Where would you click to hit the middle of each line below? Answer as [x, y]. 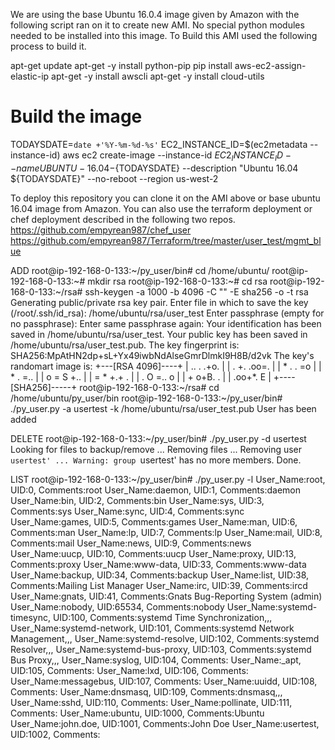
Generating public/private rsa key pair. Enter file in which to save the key [159, 302]
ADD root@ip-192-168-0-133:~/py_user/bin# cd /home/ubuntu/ [140, 270]
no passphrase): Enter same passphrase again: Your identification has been [166, 323]
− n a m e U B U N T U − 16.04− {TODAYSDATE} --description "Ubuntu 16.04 [154, 168]
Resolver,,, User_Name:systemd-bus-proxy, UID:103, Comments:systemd [161, 649]
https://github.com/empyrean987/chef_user [101, 230]
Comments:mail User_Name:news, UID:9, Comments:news [131, 543]
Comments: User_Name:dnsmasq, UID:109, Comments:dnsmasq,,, [146, 691]
